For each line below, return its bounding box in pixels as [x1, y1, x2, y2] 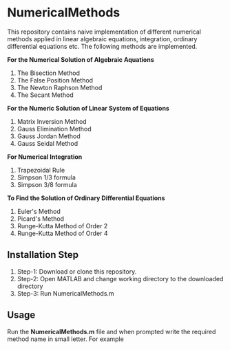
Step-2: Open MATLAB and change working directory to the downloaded [17, 274, 224, 283]
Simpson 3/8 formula [17, 180, 77, 188]
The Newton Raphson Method [17, 83, 103, 91]
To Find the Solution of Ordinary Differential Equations [7, 194, 165, 202]
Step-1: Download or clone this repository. [17, 267, 137, 276]
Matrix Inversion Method [17, 117, 87, 125]
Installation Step [7, 249, 79, 261]
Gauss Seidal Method [17, 139, 79, 147]
